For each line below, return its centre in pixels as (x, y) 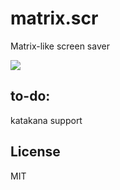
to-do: (30, 96)
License (35, 152)
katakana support (46, 120)
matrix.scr (54, 18)
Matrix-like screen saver (60, 46)
